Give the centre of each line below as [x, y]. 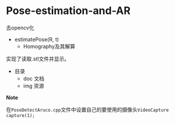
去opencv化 [20, 27]
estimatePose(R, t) [37, 39]
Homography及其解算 [49, 46]
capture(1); [20, 115]
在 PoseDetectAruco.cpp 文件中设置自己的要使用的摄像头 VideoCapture [87, 109]
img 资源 [34, 85]
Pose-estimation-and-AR [68, 11]
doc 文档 [34, 78]
